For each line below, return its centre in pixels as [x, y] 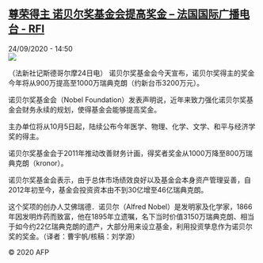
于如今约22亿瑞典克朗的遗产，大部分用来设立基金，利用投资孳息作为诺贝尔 [131, 226]
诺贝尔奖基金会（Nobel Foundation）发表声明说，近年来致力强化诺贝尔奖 [128, 99]
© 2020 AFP [29, 252]
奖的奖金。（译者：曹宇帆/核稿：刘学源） [74, 236]
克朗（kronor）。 [42, 163]
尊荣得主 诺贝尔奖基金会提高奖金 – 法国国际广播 [124, 14]
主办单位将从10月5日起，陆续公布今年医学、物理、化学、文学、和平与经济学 [132, 126]
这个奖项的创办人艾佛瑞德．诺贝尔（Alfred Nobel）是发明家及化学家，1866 [130, 206]
